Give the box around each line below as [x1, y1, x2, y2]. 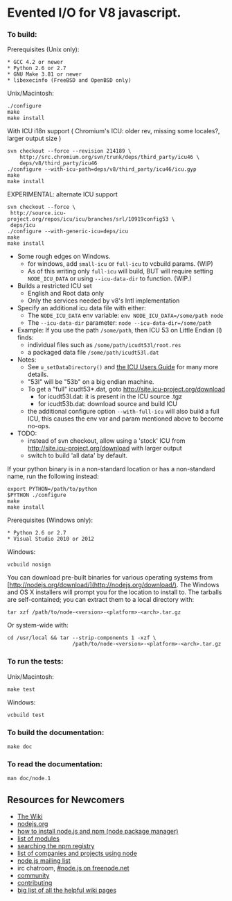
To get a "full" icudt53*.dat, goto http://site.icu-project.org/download [27, 385, 226, 394]
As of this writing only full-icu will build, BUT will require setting [27, 267, 213, 276]
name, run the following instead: [7, 472, 99, 480]
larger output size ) [7, 134, 62, 143]
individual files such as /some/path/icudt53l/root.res [27, 341, 181, 349]
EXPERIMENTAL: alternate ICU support [7, 190, 118, 199]
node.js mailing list [17, 857, 71, 865]
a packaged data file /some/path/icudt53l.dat [27, 348, 159, 357]
